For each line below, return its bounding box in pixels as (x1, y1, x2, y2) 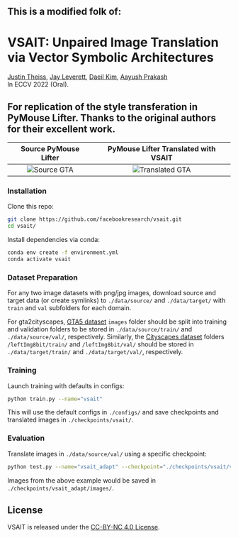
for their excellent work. (7, 123, 115, 135)
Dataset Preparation (7, 273, 78, 282)
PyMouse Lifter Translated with (107, 144, 216, 154)
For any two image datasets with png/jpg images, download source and (7, 289, 216, 297)
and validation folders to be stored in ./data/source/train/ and (7, 325, 193, 334)
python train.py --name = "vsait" (7, 395, 103, 402)
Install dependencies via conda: (7, 236, 101, 244)
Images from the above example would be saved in (7, 476, 157, 485)
